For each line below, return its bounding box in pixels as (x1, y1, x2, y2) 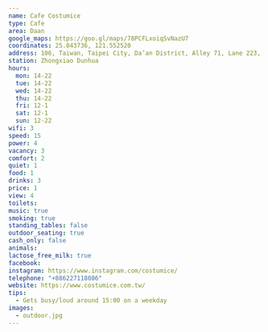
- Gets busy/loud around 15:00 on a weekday (15, 297, 167, 305)
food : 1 (8, 169, 35, 177)
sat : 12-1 (15, 110, 48, 118)
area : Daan (8, 27, 45, 35)
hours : (8, 64, 31, 73)
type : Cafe (8, 19, 45, 27)
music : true (8, 206, 48, 214)
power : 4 (8, 139, 38, 147)
